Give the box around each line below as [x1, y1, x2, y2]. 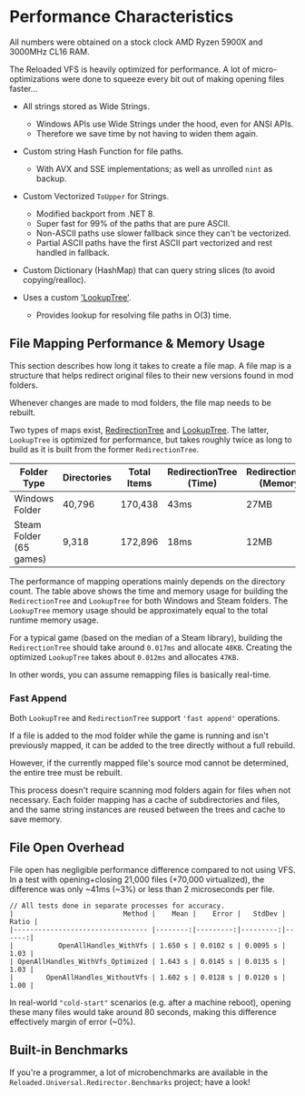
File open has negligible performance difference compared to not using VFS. [9, 864, 296, 875]
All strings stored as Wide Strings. [22, 100, 150, 111]
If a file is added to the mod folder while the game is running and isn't [9, 730, 270, 741]
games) [14, 553, 47, 565]
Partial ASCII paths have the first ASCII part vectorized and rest [35, 237, 272, 248]
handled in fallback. [35, 247, 111, 258]
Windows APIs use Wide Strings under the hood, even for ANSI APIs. [35, 118, 294, 129]
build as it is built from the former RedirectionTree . [9, 443, 200, 454]
